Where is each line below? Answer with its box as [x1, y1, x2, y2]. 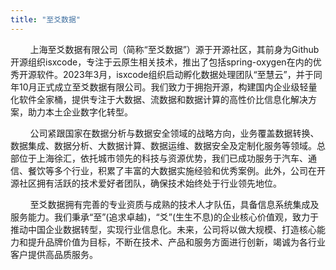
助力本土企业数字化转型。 [27, 106, 133, 118]
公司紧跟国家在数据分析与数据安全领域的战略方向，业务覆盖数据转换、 [29, 127, 320, 139]
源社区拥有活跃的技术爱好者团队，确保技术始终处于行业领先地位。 [10, 177, 282, 189]
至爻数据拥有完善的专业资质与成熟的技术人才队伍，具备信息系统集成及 [29, 198, 320, 210]
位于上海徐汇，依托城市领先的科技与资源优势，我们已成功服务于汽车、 [18, 152, 308, 164]
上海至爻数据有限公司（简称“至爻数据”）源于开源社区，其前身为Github [29, 43, 320, 55]
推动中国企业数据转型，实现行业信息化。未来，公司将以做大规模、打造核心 [10, 223, 317, 235]
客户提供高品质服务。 [10, 248, 98, 260]
